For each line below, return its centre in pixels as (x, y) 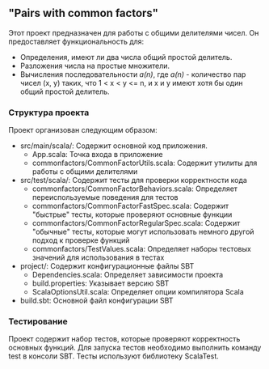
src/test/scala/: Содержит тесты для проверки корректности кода (134, 180)
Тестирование (38, 321)
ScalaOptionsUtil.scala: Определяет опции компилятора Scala (138, 292)
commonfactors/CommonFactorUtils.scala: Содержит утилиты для (145, 163)
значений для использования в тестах (98, 257)
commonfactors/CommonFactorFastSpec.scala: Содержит (130, 206)
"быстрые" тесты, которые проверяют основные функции (132, 214)
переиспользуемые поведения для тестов (105, 197)
